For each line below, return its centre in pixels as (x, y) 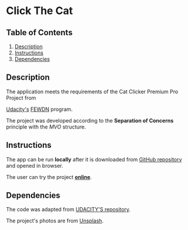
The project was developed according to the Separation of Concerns (90, 120)
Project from (21, 97)
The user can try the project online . (49, 177)
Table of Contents (40, 33)
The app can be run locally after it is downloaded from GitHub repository (94, 159)
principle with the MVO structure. (46, 127)
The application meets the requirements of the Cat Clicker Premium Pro (92, 92)
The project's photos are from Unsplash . (55, 221)
